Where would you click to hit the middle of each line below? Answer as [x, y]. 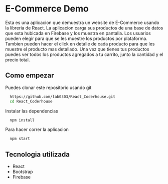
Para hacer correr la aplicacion [37, 129]
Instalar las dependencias [32, 111]
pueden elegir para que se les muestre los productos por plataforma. [76, 38]
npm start [20, 139]
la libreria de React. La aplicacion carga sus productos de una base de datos [84, 27]
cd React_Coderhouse [31, 101]
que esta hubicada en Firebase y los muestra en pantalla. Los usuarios [78, 33]
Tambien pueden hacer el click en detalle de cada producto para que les [80, 43]
